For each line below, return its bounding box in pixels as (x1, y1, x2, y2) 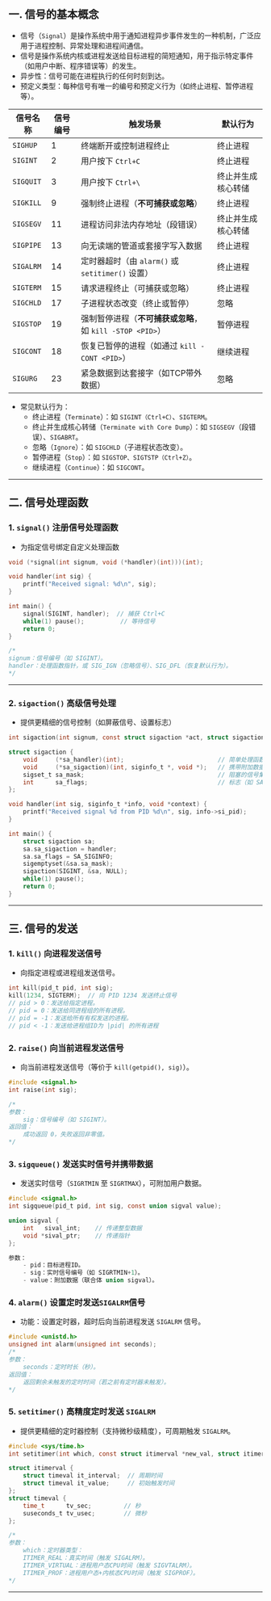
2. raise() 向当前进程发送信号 (8, 1042, 124, 1053)
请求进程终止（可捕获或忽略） (80, 282, 194, 293)
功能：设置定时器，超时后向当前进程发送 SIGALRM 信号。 (19, 1317, 206, 1326)
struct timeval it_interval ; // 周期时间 (23, 1472, 163, 1480)
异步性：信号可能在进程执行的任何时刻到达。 (19, 71, 169, 81)
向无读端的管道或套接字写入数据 (80, 240, 202, 251)
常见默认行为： (19, 401, 70, 411)
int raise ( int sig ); (8, 1086, 78, 1094)
